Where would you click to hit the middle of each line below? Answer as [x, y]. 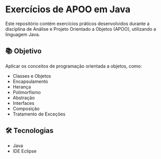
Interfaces [24, 103]
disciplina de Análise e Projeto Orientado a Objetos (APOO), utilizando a [81, 29]
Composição [26, 108]
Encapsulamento [30, 81]
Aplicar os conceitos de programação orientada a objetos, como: [74, 66]
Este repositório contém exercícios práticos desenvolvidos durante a [77, 24]
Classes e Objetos [32, 76]
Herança [22, 87]
